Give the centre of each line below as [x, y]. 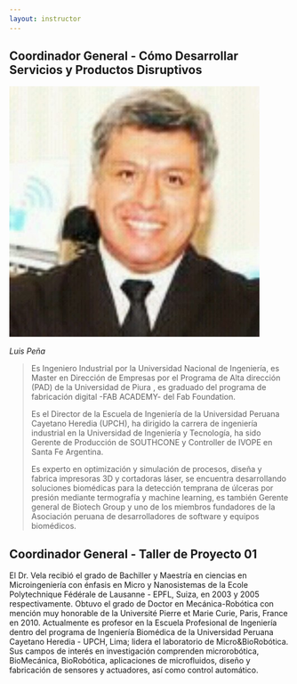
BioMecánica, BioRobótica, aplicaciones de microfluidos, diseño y [130, 661]
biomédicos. [54, 526]
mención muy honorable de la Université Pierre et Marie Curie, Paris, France [148, 614]
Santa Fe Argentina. [67, 452]
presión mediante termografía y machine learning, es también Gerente [160, 498]
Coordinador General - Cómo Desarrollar [124, 57]
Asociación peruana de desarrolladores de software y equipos [145, 517]
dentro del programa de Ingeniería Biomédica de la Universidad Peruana [141, 632]
